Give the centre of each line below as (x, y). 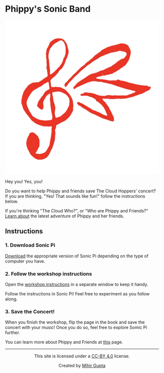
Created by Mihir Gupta (82, 366)
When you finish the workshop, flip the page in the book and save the (75, 322)
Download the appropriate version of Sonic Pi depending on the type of (77, 256)
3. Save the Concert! (30, 311)
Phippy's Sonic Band (48, 9)
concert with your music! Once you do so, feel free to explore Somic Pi (76, 328)
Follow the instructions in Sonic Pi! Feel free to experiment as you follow (77, 293)
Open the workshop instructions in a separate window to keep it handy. (77, 284)
